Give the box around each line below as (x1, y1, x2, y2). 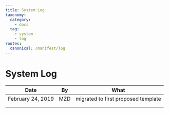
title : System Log (5, 7, 45, 13)
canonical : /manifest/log (10, 46, 66, 51)
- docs (14, 22, 29, 27)
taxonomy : (5, 12, 27, 17)
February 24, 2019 (8, 95, 54, 102)
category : (10, 17, 31, 22)
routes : (5, 41, 22, 46)
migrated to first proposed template (75, 95, 161, 102)
